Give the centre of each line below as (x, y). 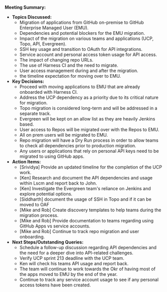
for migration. (34, 103)
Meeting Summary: (25, 7)
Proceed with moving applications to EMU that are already (80, 87)
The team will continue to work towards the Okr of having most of (88, 269)
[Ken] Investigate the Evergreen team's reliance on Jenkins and (85, 188)
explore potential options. (46, 194)
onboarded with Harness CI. (49, 92)
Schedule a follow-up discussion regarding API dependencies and (88, 247)
